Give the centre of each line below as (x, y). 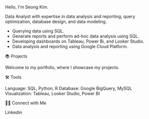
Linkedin (14, 112)
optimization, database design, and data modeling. (56, 22)
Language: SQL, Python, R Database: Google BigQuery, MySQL (69, 88)
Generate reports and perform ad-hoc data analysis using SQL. (75, 36)
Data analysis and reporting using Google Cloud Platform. (70, 46)
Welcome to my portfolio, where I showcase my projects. (62, 67)
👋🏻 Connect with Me (26, 103)
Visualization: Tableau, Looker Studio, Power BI (53, 93)
